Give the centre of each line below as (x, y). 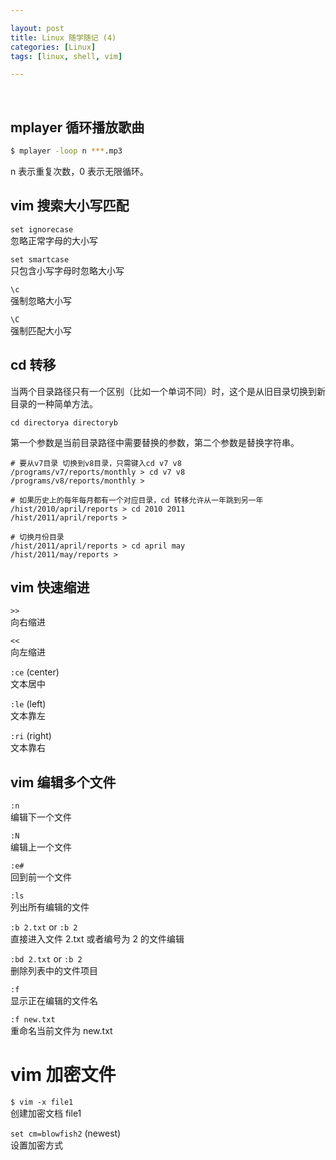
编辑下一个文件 (41, 817)
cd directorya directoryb (64, 422)
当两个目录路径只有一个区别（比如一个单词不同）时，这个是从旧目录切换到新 (168, 391)
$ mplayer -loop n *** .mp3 (66, 151)
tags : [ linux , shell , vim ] (66, 56)
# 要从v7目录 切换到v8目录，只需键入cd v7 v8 (96, 463)
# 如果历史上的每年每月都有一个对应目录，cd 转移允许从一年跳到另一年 (137, 500)
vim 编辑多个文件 (63, 782)
